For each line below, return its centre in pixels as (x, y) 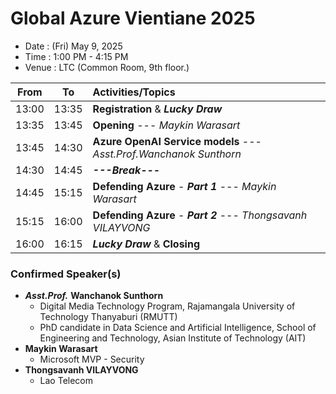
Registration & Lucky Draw (157, 109)
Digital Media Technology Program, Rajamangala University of (167, 306)
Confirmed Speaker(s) (66, 274)
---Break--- (126, 170)
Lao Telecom (66, 381)
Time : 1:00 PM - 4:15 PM (76, 56)
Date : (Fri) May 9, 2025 (73, 46)
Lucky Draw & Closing (146, 244)
